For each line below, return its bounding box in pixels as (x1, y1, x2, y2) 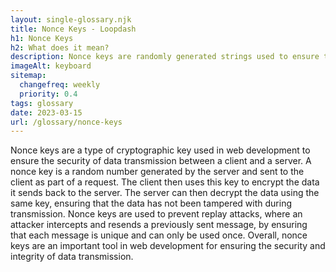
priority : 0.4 (19, 89, 78, 99)
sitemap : (10, 71, 47, 81)
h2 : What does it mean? (10, 42, 110, 53)
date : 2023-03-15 (10, 107, 83, 118)
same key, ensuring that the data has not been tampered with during (10, 197, 292, 210)
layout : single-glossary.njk (10, 14, 132, 25)
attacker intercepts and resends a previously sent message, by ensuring (10, 219, 308, 231)
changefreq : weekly (19, 80, 101, 90)
